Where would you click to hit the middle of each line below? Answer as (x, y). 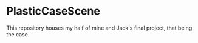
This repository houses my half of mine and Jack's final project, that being (99, 28)
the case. (18, 34)
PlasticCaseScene (53, 11)
